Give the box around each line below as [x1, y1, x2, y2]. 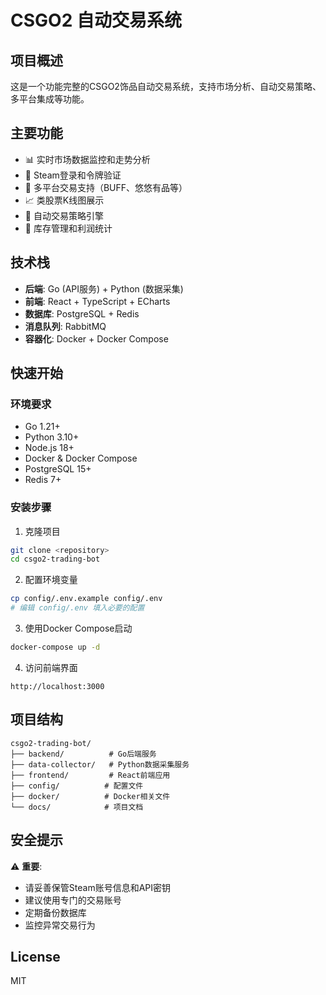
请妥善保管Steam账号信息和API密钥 [24, 881, 172, 893]
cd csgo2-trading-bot [10, 554, 101, 565]
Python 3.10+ [24, 431, 80, 443]
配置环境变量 [24, 574, 78, 586]
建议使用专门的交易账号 [24, 894, 122, 906]
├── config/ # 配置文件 [10, 781, 144, 791]
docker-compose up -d [10, 642, 101, 653]
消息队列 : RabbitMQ [24, 320, 107, 332]
